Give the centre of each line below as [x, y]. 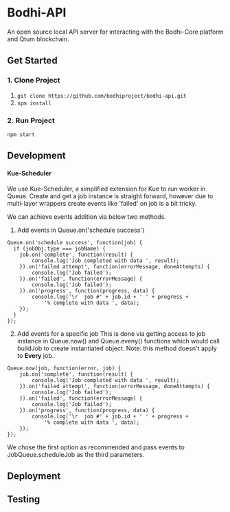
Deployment [34, 476]
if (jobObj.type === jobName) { [60, 248]
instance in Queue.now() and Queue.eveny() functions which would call [118, 341]
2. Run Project [31, 120]
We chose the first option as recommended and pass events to [96, 447]
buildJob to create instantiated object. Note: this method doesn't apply [117, 348]
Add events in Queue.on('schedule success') [81, 230]
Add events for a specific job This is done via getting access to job [111, 333]
